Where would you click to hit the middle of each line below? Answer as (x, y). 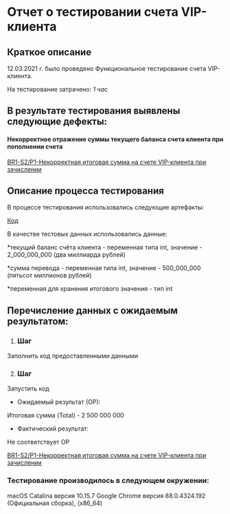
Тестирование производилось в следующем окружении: (108, 481)
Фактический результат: (53, 429)
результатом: (38, 321)
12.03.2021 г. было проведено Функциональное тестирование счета (107, 69)
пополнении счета (35, 146)
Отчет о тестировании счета (93, 12)
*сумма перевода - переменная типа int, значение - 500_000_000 (104, 268)
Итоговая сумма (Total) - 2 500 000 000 (66, 415)
